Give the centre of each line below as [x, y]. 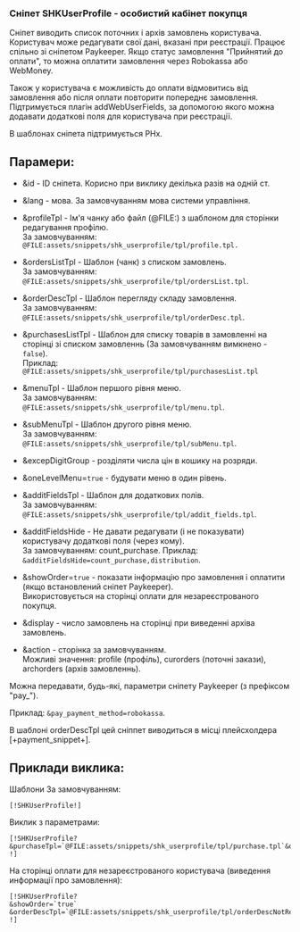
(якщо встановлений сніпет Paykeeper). [98, 587]
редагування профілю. [65, 228]
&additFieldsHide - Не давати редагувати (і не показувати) [133, 532]
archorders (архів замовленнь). [81, 669]
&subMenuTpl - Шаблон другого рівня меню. [107, 424]
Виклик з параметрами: [54, 822]
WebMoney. [31, 71]
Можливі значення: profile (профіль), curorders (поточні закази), [144, 660]
